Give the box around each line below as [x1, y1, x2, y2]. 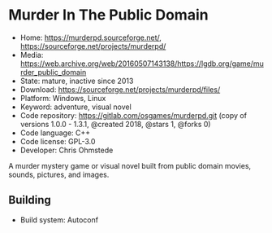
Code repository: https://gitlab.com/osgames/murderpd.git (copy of [19, 110, 248, 120]
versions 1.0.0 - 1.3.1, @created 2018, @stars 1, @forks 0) [19, 119, 211, 129]
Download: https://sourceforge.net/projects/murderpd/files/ [19, 84, 221, 95]
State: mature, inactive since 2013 [19, 76, 134, 86]
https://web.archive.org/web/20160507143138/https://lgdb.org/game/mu [19, 59, 264, 68]
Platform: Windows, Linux [19, 93, 106, 103]
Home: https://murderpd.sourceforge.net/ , [19, 33, 162, 42]
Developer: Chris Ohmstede [19, 145, 114, 155]
